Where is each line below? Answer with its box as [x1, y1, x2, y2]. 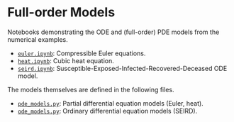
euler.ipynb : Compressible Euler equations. [17, 49, 146, 57]
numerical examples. [7, 35, 69, 43]
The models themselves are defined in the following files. [7, 85, 174, 94]
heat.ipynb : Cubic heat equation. [17, 56, 115, 65]
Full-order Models [7, 4, 116, 21]
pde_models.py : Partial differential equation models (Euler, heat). [17, 99, 204, 107]
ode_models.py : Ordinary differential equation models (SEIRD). [17, 106, 198, 115]
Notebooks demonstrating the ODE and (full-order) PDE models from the [7, 28, 220, 36]
